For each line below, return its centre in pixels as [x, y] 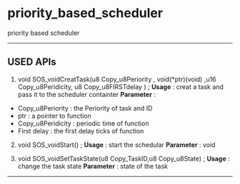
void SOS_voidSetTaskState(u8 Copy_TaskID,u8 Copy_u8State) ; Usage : [124, 158]
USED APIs [32, 62]
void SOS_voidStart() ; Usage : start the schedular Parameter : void [116, 145]
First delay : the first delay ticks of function [81, 131]
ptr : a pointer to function [54, 116]
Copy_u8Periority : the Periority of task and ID [85, 108]
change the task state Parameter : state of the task [93, 166]
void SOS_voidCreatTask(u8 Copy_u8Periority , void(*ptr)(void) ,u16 [117, 79]
